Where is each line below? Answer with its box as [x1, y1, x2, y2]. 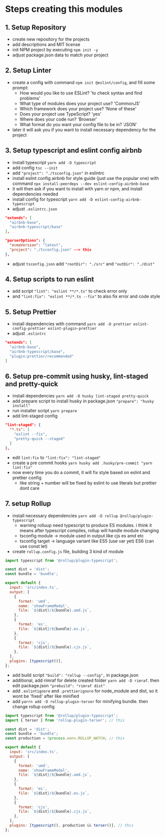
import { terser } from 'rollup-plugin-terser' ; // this [5, 718, 125, 723]
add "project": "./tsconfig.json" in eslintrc [12, 170, 105, 176]
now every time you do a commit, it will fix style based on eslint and [12, 469, 151, 475]
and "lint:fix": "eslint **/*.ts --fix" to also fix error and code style [12, 293, 161, 300]
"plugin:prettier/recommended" [9, 353, 74, 359]
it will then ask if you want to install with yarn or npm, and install [12, 185, 142, 191]
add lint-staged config [12, 413, 58, 419]
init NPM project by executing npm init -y [12, 47, 98, 52]
